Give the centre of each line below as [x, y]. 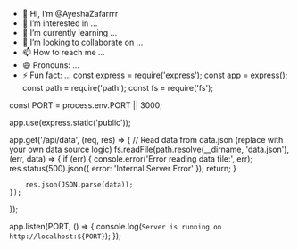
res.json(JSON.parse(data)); [79, 185]
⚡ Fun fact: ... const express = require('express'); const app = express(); [155, 75]
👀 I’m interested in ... [60, 23]
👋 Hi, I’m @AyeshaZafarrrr [70, 14]
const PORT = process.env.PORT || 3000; [86, 105]
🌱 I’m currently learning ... [70, 33]
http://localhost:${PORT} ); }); [66, 236]
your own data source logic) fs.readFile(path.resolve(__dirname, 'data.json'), [149, 149]
